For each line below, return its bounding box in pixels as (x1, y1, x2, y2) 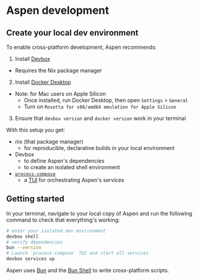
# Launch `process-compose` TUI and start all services (6, 250, 149, 257)
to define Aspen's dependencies (23, 157, 105, 164)
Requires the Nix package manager (14, 67, 103, 74)
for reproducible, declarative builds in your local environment (23, 145, 175, 151)
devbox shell (6, 233, 39, 240)
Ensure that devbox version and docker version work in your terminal (14, 115, 186, 122)
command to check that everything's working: (6, 216, 120, 223)
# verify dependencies (6, 239, 63, 245)
